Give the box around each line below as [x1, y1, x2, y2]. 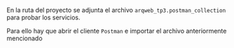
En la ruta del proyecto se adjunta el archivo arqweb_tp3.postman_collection [6, 6, 226, 14]
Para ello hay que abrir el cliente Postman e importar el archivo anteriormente [6, 27, 227, 35]
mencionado [6, 34, 43, 42]
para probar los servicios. [6, 13, 81, 22]
